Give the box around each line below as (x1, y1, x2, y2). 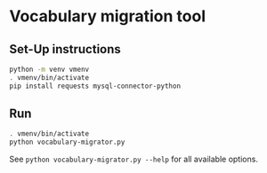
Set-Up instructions (9, 42, 122, 57)
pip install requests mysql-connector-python (9, 82, 181, 90)
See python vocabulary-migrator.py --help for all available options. (9, 153, 258, 165)
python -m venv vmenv (9, 65, 90, 74)
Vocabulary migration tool (9, 6, 206, 27)
